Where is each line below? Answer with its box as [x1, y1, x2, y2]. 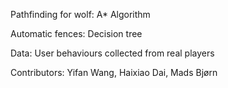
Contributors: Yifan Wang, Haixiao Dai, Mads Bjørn [10, 67, 218, 78]
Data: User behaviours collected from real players [10, 47, 215, 59]
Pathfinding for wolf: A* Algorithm [10, 9, 151, 20]
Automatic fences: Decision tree [10, 28, 143, 39]
